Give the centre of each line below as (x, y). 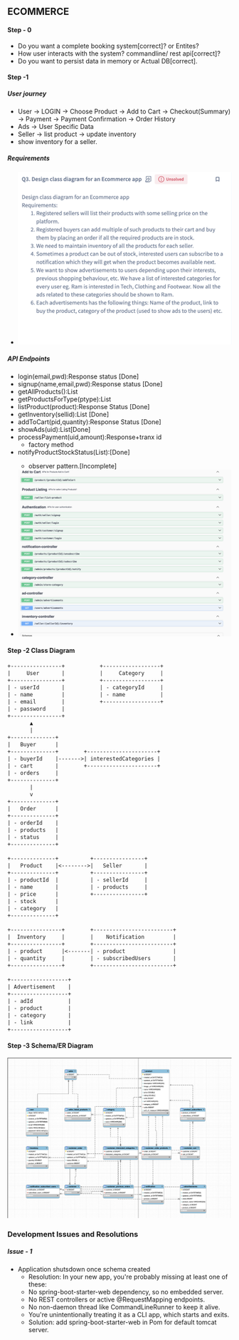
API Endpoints (29, 359)
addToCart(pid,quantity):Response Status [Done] (89, 422)
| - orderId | (33, 823)
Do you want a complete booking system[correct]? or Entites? (108, 46)
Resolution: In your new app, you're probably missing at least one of (128, 1277)
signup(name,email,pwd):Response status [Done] (90, 383)
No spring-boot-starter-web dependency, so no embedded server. (126, 1292)
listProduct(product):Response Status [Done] (84, 406)
